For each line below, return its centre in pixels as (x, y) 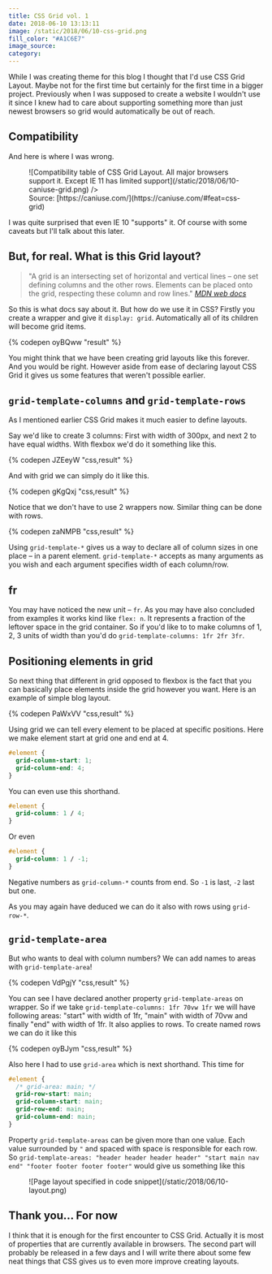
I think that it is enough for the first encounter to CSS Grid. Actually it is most (136, 1235)
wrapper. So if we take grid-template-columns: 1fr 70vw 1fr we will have (132, 1007)
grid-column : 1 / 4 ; (50, 814)
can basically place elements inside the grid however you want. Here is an (132, 689)
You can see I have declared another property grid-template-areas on (126, 998)
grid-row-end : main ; (50, 1109)
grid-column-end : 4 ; (50, 768)
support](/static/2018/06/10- (191, 180)
